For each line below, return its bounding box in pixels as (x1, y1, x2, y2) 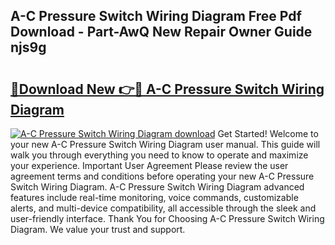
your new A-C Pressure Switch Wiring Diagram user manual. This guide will (10, 139, 321, 150)
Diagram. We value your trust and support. (10, 224, 186, 235)
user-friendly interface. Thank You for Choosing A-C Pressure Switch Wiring (10, 213, 325, 224)
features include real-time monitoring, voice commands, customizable (10, 192, 299, 203)
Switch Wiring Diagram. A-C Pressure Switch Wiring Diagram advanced (10, 181, 305, 193)
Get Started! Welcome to (217, 128, 319, 139)
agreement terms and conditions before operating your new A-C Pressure (10, 170, 315, 182)
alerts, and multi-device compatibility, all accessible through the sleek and (10, 202, 317, 214)
